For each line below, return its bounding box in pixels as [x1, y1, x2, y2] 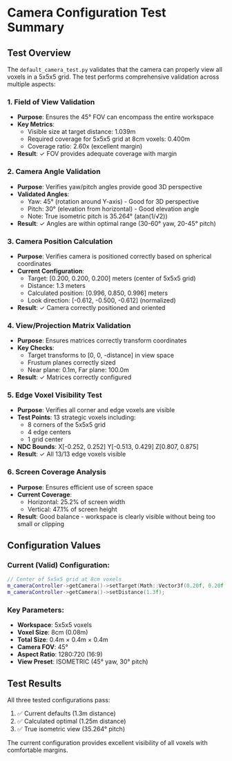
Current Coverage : [17, 490, 72, 499]
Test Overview [7, 47, 71, 59]
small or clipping [17, 519, 64, 528]
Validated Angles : [17, 190, 70, 198]
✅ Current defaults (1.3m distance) [17, 709, 116, 717]
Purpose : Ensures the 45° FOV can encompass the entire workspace [17, 113, 214, 122]
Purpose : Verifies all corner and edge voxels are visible [17, 406, 175, 414]
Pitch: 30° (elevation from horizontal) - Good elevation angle [27, 204, 200, 213]
